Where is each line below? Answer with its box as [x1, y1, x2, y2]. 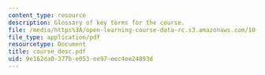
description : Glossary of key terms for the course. [8, 19, 185, 27]
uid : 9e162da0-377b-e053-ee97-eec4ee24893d [8, 55, 154, 63]
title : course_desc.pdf [8, 48, 87, 55]
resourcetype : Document [8, 41, 87, 48]
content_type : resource [8, 11, 87, 20]
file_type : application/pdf [8, 33, 101, 41]
